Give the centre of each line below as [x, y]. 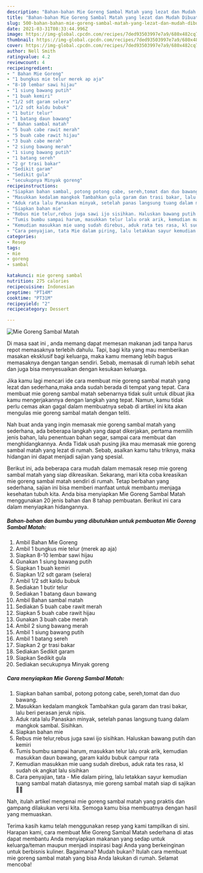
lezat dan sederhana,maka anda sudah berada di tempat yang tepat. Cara [98, 387]
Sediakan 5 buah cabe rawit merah [59, 607]
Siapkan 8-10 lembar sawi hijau [54, 555]
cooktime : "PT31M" [30, 298]
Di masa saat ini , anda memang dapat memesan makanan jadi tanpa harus [100, 343]
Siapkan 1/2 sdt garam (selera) [54, 575]
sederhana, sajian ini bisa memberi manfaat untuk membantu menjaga [94, 488]
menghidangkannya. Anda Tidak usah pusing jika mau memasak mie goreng [101, 444]
